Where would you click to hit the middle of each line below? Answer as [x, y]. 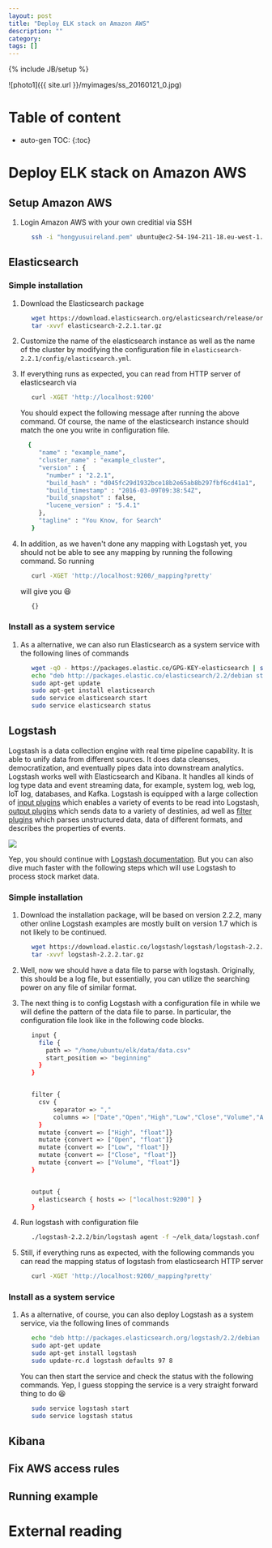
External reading [66, 1531]
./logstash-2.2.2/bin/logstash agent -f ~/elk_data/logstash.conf [146, 1237]
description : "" [36, 31]
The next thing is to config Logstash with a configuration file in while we [140, 1003]
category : [25, 39]
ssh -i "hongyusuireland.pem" [82, 237]
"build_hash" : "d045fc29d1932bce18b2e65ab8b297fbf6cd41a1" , [151, 483]
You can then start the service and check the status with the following [136, 1376]
